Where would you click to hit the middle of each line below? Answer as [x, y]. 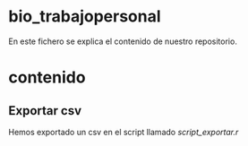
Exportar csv [45, 111]
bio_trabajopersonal [85, 17]
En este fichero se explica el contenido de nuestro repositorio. [123, 41]
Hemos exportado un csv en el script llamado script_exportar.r [124, 132]
